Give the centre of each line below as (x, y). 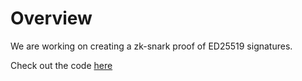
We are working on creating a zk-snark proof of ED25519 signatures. (151, 46)
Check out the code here (61, 65)
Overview (51, 18)
